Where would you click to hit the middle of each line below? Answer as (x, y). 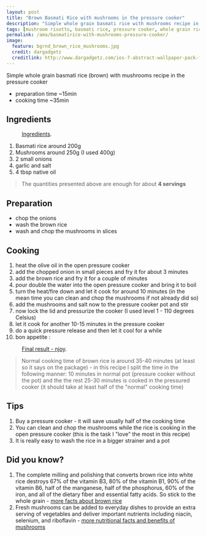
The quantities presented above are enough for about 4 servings (103, 184)
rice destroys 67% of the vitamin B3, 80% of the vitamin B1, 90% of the (105, 481)
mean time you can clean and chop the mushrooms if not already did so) (107, 298)
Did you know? (35, 460)
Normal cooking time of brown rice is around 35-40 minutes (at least (108, 361)
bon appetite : (33, 337)
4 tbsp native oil (36, 172)
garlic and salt (33, 166)
